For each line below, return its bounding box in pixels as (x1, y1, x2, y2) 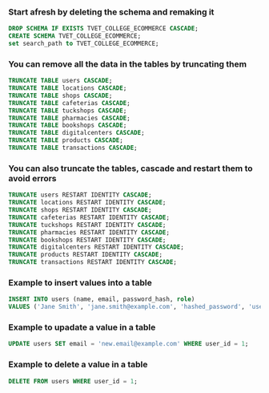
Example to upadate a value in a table (8, 322, 156, 333)
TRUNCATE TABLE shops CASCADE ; (8, 91, 113, 99)
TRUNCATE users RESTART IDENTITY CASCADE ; (8, 191, 152, 199)
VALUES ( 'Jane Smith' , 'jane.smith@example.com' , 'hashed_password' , (8, 303, 246, 311)
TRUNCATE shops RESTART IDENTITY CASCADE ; (8, 206, 152, 214)
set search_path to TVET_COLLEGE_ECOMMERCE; (8, 39, 159, 48)
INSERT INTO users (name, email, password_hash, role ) (8, 295, 195, 303)
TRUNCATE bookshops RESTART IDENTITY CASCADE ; (8, 236, 167, 244)
